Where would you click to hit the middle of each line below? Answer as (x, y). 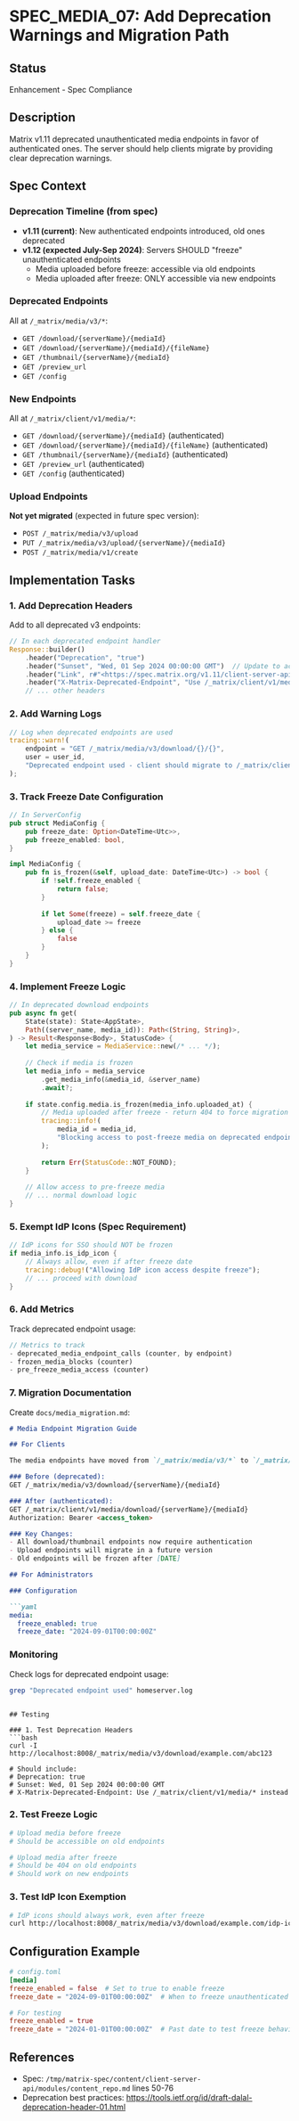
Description (42, 118)
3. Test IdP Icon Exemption (68, 1897)
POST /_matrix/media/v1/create (80, 553)
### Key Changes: (41, 1534)
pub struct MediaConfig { (57, 823)
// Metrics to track (48, 1345)
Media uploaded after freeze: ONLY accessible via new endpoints (155, 278)
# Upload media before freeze (65, 1833)
